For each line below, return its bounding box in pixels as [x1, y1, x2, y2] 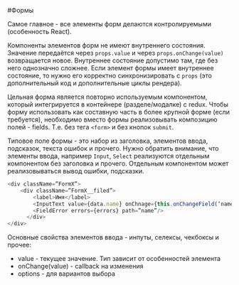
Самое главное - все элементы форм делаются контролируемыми [7, 20, 212, 28]
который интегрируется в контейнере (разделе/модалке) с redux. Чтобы [7, 100, 229, 109]
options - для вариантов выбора [17, 269, 116, 278]
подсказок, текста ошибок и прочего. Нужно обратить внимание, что [7, 144, 219, 152]
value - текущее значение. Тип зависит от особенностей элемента [17, 254, 221, 263]
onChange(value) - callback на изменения [17, 262, 144, 271]
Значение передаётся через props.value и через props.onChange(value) [7, 49, 224, 57]
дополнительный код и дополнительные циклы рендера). [7, 79, 183, 87]
